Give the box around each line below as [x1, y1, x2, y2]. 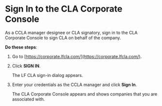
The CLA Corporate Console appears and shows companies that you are [12, 91, 158, 97]
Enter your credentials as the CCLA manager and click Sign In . [12, 81, 137, 88]
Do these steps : [5, 44, 37, 50]
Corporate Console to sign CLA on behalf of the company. [5, 35, 121, 41]
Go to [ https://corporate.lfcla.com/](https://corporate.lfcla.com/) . [12, 53, 142, 59]
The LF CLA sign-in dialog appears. [12, 72, 83, 78]
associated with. [12, 96, 45, 102]
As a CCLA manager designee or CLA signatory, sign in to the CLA [5, 30, 138, 35]
